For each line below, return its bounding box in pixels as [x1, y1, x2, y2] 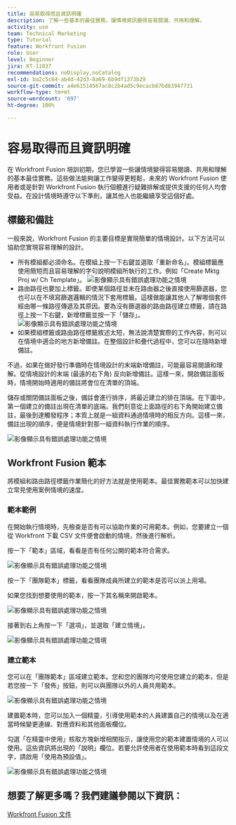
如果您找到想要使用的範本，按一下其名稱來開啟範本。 [7, 591, 162, 599]
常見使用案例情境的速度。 [13, 486, 88, 494]
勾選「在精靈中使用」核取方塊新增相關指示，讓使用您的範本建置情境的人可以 [7, 735, 229, 743]
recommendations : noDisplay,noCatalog [7, 69, 121, 76]
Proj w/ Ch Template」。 [17, 275, 86, 283]
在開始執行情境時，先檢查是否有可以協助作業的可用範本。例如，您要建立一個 [7, 522, 229, 531]
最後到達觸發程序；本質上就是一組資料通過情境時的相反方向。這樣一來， [19, 411, 229, 419]
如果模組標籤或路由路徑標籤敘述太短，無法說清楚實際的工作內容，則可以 [17, 328, 227, 336]
